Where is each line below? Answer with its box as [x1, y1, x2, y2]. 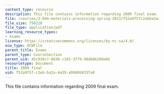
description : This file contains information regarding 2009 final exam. [5, 12, 159, 16]
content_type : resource [5, 7, 54, 12]
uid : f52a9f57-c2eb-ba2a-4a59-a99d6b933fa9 [5, 70, 95, 75]
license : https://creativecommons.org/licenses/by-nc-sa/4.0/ [5, 39, 134, 44]
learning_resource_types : [5, 30, 58, 34]
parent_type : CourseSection [5, 52, 62, 57]
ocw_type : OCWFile [5, 43, 42, 48]
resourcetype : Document [5, 61, 54, 66]
